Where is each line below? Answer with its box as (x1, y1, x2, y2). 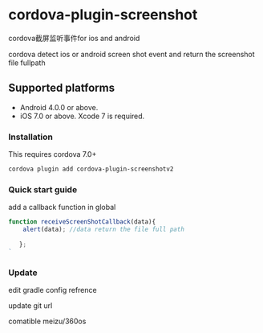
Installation (8, 131, 54, 142)
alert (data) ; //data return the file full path (22, 225, 184, 234)
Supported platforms (8, 81, 115, 95)
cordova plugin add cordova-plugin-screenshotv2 (8, 165, 174, 174)
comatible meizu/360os (8, 316, 87, 326)
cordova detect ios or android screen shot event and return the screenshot (8, 49, 255, 59)
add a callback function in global (8, 203, 116, 212)
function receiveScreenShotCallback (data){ (8, 218, 156, 226)
